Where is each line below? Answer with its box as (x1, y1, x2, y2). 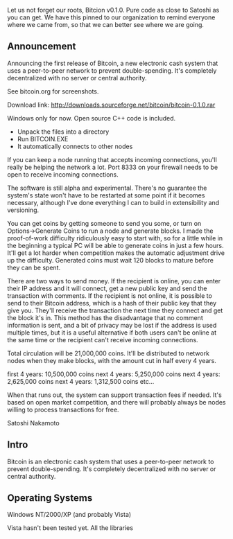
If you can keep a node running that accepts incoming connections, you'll (7, 155, 217, 164)
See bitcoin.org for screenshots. (7, 87, 99, 96)
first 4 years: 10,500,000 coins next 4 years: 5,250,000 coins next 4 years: (7, 370, 221, 378)
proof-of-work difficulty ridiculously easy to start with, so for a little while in (7, 233, 223, 242)
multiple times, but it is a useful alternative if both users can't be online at (7, 328, 217, 337)
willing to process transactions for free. (7, 405, 119, 414)
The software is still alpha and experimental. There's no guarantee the (7, 184, 207, 192)
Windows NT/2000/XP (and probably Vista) (7, 511, 132, 519)
